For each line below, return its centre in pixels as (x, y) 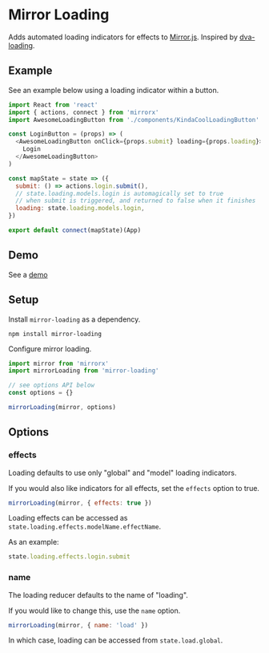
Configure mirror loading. (50, 349)
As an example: (34, 542)
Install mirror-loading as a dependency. (74, 319)
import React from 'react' (53, 105)
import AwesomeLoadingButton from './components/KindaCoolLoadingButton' (134, 120)
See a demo (28, 274)
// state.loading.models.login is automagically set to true (120, 193)
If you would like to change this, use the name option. (94, 610)
